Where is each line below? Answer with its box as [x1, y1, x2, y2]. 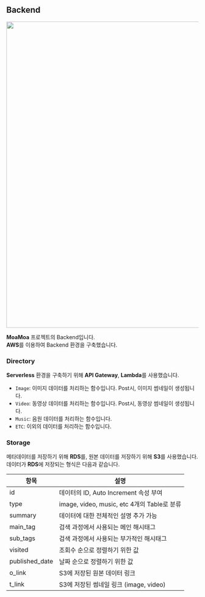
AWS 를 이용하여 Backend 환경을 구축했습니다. [6, 341, 118, 348]
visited [9, 546, 29, 554]
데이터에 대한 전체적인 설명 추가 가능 [59, 511, 157, 520]
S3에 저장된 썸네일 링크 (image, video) [59, 580, 166, 589]
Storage [6, 438, 31, 447]
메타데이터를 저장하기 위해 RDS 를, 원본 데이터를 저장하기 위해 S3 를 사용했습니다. [6, 453, 198, 460]
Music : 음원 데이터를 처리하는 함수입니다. [15, 415, 112, 422]
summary [9, 511, 37, 520]
